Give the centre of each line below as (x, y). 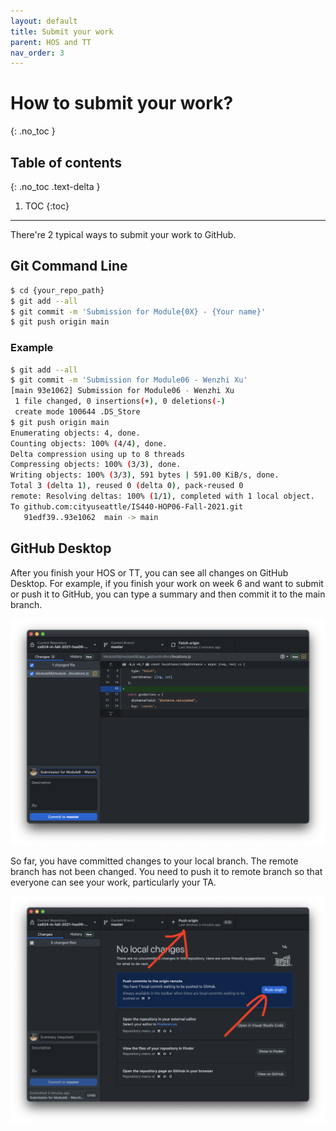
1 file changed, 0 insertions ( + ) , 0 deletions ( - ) (120, 401)
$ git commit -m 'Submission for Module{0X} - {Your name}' (138, 311)
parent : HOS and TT (51, 42)
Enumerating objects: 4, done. (75, 433)
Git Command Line (69, 266)
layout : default (44, 21)
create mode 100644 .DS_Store (77, 412)
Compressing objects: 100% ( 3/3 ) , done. (96, 465)
